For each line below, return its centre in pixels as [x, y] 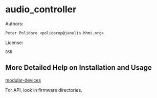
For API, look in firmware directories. [44, 90]
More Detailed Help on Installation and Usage [78, 68]
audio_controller [41, 9]
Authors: [14, 24]
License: [14, 43]
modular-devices [23, 80]
